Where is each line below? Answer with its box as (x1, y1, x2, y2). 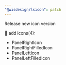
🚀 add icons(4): (4, 30, 35, 36)
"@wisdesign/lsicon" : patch (4, 7, 62, 12)
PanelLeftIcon (11, 50, 40, 56)
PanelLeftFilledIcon (11, 55, 50, 61)
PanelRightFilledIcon (11, 44, 53, 50)
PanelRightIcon (11, 40, 42, 45)
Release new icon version (4, 21, 56, 26)
